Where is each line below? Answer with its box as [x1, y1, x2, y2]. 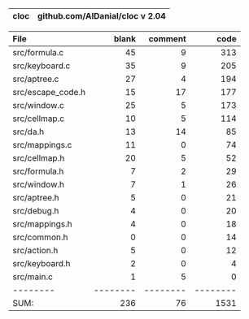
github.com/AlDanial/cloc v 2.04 [37, 11, 167, 21]
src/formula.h [12, 166, 64, 177]
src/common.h [12, 231, 68, 243]
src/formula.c [12, 47, 64, 58]
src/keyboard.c [12, 60, 71, 71]
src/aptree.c [12, 73, 59, 84]
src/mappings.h [12, 218, 73, 230]
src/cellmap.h [12, 153, 65, 163]
